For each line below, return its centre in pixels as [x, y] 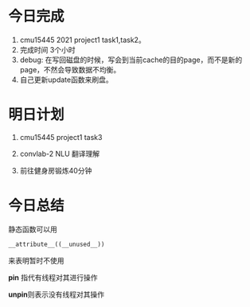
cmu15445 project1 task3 [61, 137]
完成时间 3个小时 [47, 49]
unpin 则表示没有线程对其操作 [57, 294]
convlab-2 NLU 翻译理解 [60, 153]
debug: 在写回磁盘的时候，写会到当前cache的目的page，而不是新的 [131, 60]
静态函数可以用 [33, 229]
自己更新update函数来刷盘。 [66, 80]
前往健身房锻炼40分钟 [56, 170]
